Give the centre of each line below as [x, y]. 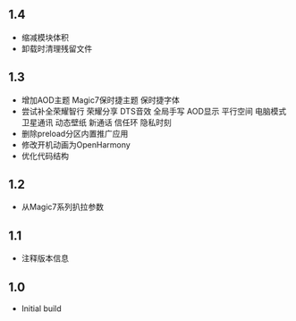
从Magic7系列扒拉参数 [63, 207]
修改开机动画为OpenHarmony [76, 144]
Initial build [41, 308]
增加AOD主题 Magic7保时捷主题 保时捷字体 [101, 100]
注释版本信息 [45, 258]
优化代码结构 [45, 156]
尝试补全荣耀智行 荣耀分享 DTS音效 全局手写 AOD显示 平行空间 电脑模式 [154, 111]
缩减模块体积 [45, 37]
